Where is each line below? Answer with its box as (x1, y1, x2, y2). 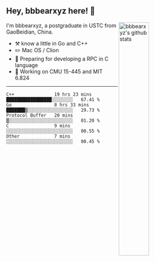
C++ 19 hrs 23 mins (6, 91, 92, 98)
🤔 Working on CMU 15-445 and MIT (14, 68, 103, 75)
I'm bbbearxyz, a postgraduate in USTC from (6, 22, 116, 29)
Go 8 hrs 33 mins (6, 102, 89, 108)
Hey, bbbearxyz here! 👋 (6, 6, 95, 16)
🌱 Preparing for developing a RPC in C (14, 55, 109, 62)
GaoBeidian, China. (6, 28, 54, 35)
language (14, 61, 38, 69)
